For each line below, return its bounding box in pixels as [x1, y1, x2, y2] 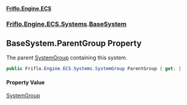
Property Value [6, 79, 45, 86]
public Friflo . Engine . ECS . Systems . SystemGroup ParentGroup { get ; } [6, 66, 182, 72]
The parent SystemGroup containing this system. [6, 54, 127, 61]
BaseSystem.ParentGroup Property [6, 38, 142, 48]
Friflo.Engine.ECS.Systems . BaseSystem [6, 20, 127, 28]
